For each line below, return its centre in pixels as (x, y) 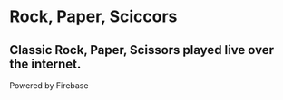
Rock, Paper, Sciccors (93, 17)
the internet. (45, 64)
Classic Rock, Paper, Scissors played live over (142, 50)
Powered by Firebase (49, 86)
